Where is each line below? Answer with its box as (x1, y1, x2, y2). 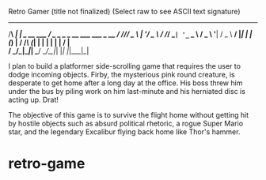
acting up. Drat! (8, 95, 59, 104)
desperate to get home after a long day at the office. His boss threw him (8, 78, 243, 88)
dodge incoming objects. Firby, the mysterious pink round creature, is (8, 70, 235, 79)
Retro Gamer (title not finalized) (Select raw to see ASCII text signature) (8, 7, 241, 16)
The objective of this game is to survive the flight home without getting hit (8, 111, 249, 119)
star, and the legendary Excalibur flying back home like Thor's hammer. (8, 127, 241, 137)
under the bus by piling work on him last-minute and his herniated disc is (8, 87, 245, 96)
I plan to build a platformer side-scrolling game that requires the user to (8, 62, 241, 70)
